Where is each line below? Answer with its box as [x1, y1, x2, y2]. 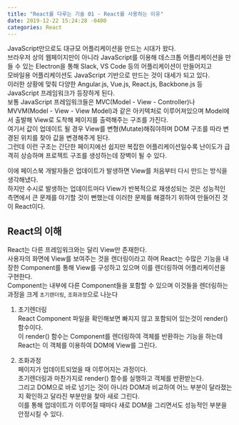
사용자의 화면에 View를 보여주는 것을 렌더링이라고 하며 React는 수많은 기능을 [7, 254, 221, 263]
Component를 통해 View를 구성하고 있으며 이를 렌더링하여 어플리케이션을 [20, 264, 226, 272]
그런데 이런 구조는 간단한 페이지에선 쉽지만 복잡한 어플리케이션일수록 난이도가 [7, 142, 223, 151]
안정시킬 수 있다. [17, 410, 64, 419]
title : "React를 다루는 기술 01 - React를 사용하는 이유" [7, 10, 164, 18]
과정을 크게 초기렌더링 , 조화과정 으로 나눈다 [7, 290, 118, 299]
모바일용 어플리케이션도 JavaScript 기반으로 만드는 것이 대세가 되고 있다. [7, 71, 210, 79]
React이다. [14, 202, 46, 211]
